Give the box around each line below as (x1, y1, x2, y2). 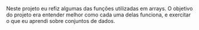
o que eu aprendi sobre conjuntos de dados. (6, 18, 115, 24)
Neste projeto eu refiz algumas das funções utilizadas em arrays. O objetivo (6, 5, 193, 12)
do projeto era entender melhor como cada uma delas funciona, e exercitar (6, 11, 191, 18)
